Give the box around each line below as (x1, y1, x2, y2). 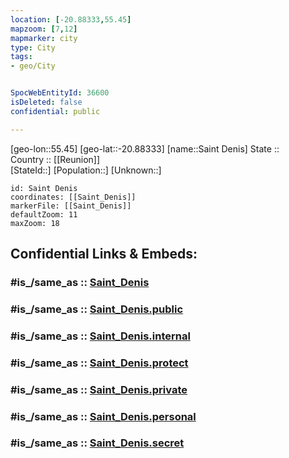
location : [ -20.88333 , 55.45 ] (10, 14, 132, 25)
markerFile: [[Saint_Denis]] (10, 201, 132, 211)
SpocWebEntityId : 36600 (10, 88, 110, 98)
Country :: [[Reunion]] (10, 153, 101, 165)
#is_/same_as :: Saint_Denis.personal (10, 409, 197, 423)
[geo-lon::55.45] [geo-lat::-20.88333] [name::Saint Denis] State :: (10, 142, 280, 155)
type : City (10, 42, 56, 53)
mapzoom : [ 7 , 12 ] (10, 24, 78, 34)
